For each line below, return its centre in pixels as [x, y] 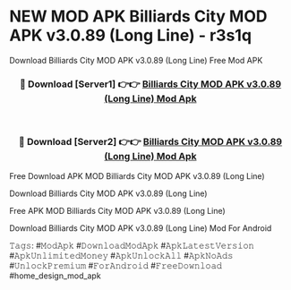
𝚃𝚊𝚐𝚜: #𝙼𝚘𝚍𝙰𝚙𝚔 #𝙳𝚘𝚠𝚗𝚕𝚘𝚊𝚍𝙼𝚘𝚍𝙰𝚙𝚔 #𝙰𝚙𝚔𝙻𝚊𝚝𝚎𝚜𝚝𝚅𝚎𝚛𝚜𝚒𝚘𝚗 [132, 245]
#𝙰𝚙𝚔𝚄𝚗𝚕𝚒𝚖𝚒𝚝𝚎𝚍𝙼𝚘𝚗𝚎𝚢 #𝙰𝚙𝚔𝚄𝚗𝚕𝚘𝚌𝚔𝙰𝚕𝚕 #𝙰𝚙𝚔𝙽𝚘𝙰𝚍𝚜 [121, 255]
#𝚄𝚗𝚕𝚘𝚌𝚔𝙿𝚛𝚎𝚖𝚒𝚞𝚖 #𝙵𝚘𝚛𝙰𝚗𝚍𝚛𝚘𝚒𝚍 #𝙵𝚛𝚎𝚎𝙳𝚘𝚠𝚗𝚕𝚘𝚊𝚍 [116, 265]
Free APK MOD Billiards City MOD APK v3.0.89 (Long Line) [117, 210]
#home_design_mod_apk [55, 276]
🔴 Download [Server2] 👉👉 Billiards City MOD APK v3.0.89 [150, 142]
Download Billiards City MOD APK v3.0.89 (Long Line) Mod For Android [141, 228]
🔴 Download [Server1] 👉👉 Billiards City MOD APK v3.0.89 [150, 84]
